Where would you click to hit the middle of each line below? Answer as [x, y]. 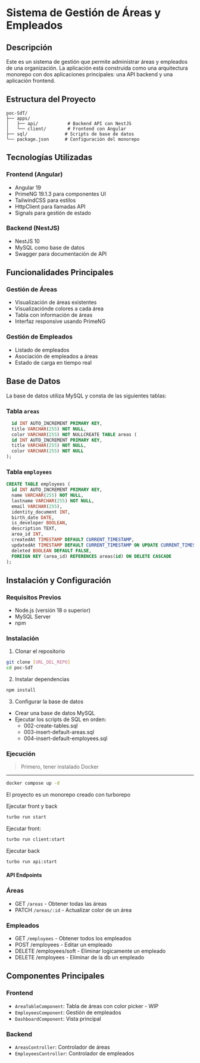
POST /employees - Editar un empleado [63, 945]
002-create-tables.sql [51, 726]
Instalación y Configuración [59, 580]
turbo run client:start [36, 840]
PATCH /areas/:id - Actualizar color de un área [73, 910]
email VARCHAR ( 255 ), [37, 506]
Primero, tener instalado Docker [60, 767]
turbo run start [26, 817]
